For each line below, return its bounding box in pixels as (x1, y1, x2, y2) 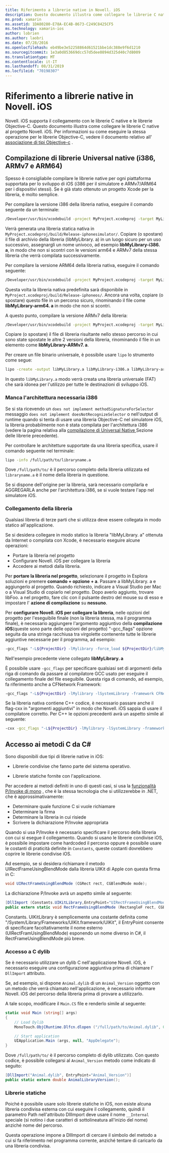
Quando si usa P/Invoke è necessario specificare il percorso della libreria (5, 829, 156, 835)
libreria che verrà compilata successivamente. (5, 252, 101, 258)
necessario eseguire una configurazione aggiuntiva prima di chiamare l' (5, 965, 154, 971)
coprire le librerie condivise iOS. (5, 851, 72, 857)
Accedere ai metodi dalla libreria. (12, 563, 81, 569)
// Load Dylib (14, 1019, 44, 1025)
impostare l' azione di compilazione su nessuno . (5, 600, 107, 606)
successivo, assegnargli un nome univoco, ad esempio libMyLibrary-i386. (5, 241, 160, 248)
